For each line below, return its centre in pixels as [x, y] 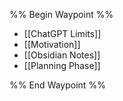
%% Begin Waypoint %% [61, 14]
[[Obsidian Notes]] [62, 55]
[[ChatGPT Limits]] [62, 33]
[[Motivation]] [52, 44]
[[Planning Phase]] [62, 65]
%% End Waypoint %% [57, 85]
